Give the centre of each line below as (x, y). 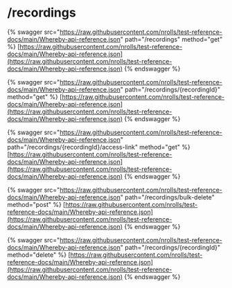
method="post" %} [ (36, 204)
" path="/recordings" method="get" (171, 39)
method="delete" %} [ (39, 255)
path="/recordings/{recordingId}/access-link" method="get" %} (99, 147)
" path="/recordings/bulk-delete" (167, 197)
